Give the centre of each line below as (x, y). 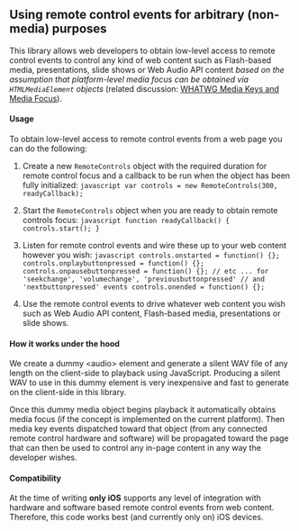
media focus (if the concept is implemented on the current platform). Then (147, 419)
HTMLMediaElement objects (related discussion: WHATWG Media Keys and (144, 88)
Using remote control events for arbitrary (127, 15)
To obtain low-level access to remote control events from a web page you (146, 139)
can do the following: (48, 148)
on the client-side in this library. (68, 392)
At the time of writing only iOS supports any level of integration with (135, 498)
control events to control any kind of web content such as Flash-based (140, 60)
